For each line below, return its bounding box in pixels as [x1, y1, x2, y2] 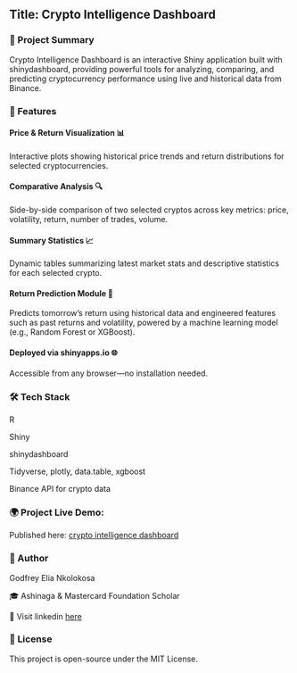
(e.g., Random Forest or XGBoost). [9, 327, 136, 337]
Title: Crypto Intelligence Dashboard [9, 7, 216, 22]
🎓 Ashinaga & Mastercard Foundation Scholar [9, 590, 180, 601]
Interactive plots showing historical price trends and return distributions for [9, 151, 285, 162]
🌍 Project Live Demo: [9, 506, 104, 519]
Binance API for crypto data [9, 483, 111, 494]
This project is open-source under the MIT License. [9, 653, 199, 664]
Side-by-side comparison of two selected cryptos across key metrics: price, [9, 204, 290, 215]
